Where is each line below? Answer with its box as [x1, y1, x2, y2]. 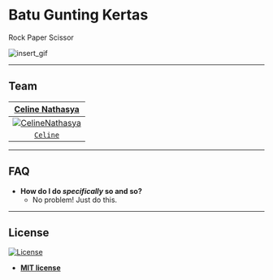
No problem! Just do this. [32, 195, 118, 205]
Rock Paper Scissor [8, 32, 75, 42]
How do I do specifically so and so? [19, 186, 142, 196]
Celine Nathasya [14, 103, 80, 114]
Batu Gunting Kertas [8, 6, 149, 24]
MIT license [19, 263, 61, 273]
